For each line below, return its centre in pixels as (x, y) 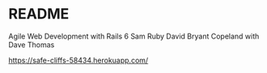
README (39, 14)
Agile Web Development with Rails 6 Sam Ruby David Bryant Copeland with (134, 36)
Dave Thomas (32, 44)
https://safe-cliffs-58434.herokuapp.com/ (78, 60)
